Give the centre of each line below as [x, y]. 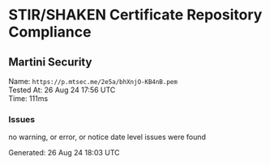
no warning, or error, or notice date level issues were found [107, 137]
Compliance [50, 32]
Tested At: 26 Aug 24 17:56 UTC [62, 90]
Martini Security [50, 62]
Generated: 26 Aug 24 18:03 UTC [64, 153]
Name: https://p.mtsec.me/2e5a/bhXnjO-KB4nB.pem [93, 81]
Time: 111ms [28, 98]
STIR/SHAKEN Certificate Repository [135, 15]
